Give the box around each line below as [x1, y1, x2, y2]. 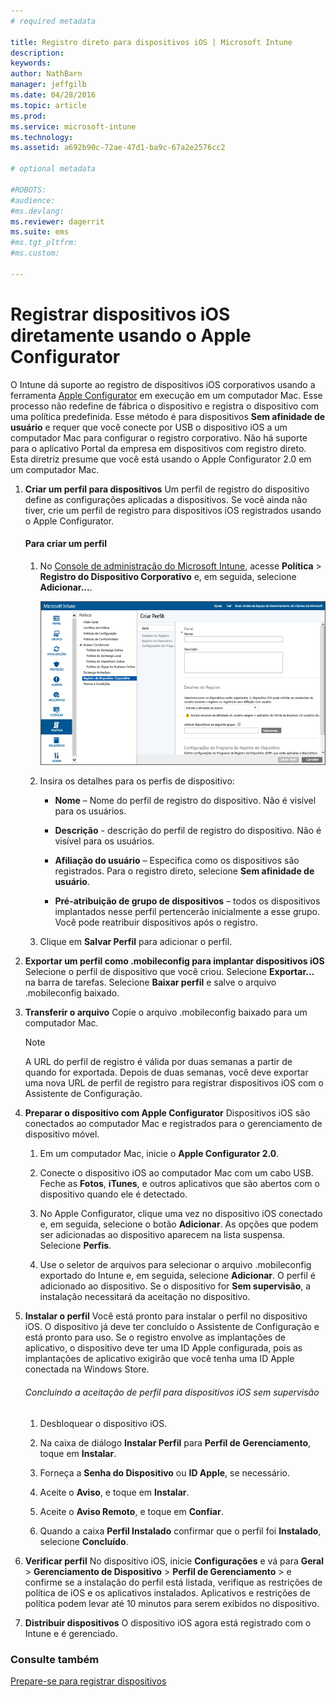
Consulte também [10, 1652, 100, 1666]
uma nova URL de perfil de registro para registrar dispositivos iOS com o [24, 1077, 324, 1089]
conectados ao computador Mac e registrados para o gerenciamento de [24, 1118, 323, 1130]
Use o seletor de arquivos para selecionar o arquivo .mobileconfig [39, 1259, 312, 1271]
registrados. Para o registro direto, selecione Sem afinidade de [54, 865, 315, 877]
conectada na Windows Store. [24, 1363, 150, 1375]
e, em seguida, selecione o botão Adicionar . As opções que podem [39, 1218, 319, 1230]
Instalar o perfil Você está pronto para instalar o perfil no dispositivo [24, 1310, 308, 1322]
